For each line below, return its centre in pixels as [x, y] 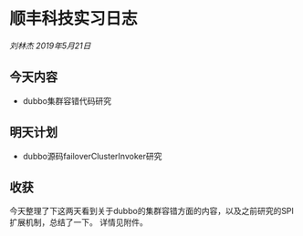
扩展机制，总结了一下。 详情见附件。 [78, 222]
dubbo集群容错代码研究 [67, 100]
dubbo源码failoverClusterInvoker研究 [92, 156]
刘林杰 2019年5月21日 [50, 46]
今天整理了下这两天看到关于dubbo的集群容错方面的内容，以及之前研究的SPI [152, 211]
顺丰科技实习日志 [74, 19]
